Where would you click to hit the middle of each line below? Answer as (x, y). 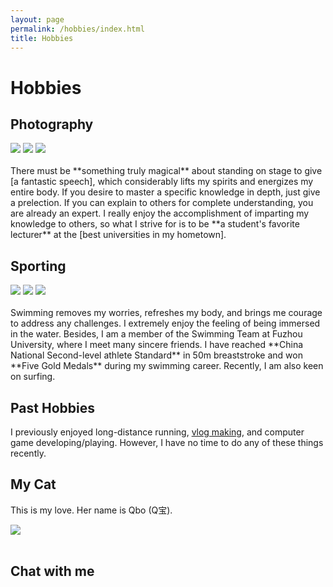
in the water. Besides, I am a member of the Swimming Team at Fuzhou (156, 334)
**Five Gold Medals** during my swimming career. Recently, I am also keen (167, 366)
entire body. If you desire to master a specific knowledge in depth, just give (165, 192)
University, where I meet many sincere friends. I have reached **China (157, 345)
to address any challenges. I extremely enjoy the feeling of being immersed (165, 323)
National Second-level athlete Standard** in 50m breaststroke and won (156, 355)
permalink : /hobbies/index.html (77, 29)
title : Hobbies (42, 38)
